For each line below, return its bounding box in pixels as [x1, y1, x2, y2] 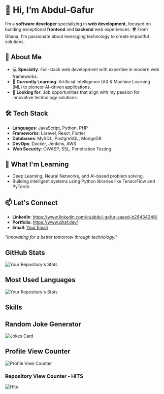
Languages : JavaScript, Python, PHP [12, 125, 88, 131]
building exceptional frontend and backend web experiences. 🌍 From [5, 26, 148, 32]
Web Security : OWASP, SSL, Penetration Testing [12, 145, 112, 152]
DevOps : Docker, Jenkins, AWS [12, 141, 76, 146]
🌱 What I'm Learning [5, 160, 69, 168]
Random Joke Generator [5, 320, 81, 328]
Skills [5, 303, 22, 312]
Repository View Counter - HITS [5, 372, 84, 379]
